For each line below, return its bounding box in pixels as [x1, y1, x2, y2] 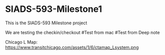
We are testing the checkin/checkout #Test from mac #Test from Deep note [5, 29, 160, 35]
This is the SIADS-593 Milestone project [5, 20, 87, 26]
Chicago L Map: [5, 39, 38, 45]
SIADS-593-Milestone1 [5, 3, 102, 15]
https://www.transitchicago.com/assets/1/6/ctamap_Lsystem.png [5, 44, 139, 50]
